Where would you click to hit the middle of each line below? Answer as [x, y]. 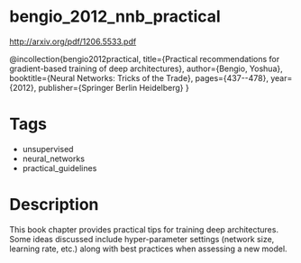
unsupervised [48, 149]
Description [54, 205]
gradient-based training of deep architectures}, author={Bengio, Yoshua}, [146, 68]
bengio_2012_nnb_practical [115, 17]
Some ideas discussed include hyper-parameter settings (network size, [142, 239]
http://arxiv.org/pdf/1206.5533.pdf [73, 41]
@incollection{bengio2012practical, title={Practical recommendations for [145, 59]
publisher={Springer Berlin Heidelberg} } [114, 87]
